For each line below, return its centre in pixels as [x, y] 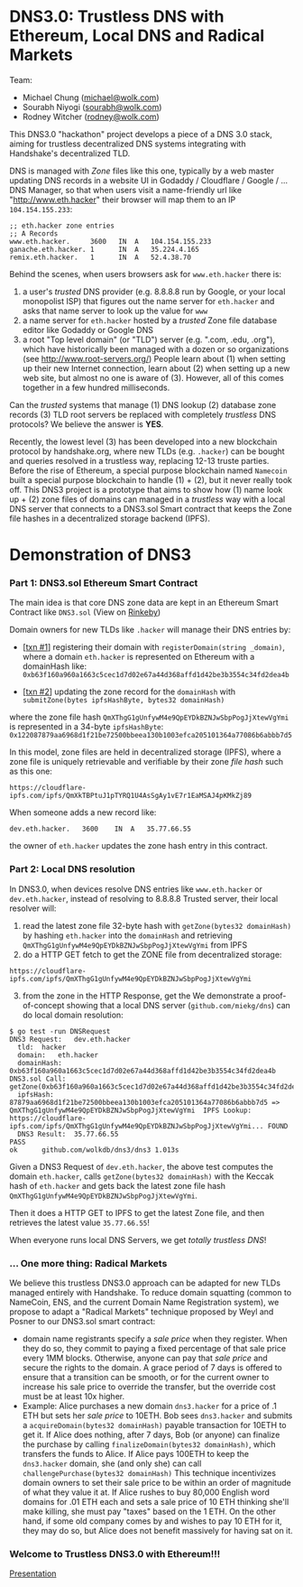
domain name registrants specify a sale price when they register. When [155, 1339]
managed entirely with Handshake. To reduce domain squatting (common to [151, 1293]
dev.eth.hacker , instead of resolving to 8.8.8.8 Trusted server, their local [144, 898]
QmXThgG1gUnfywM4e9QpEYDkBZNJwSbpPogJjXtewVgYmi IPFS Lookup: [131, 1110]
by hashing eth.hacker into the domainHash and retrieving [127, 935]
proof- [275, 996]
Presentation [33, 1573]
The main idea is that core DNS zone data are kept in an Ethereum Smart [144, 603]
